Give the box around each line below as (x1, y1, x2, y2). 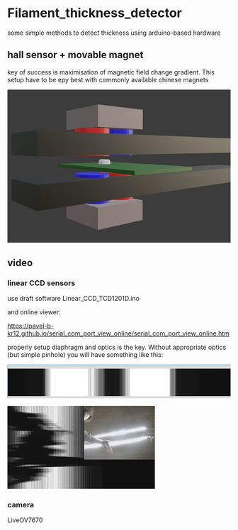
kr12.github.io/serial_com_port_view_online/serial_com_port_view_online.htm (7, 329, 230, 338)
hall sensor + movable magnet (7, 49, 144, 61)
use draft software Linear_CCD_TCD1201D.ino (7, 294, 140, 303)
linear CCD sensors (7, 278, 76, 288)
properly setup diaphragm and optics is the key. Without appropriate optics (7, 343, 227, 352)
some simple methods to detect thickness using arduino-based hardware (7, 28, 221, 37)
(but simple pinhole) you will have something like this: (7, 350, 164, 359)
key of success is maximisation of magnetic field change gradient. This (7, 67, 215, 76)
